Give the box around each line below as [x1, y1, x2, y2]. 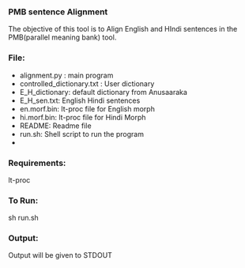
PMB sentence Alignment [8, 6, 108, 17]
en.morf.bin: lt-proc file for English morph [19, 104, 156, 113]
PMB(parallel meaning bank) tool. [8, 32, 117, 42]
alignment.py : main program [19, 70, 114, 80]
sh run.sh [8, 213, 40, 223]
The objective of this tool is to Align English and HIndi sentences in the [8, 25, 238, 34]
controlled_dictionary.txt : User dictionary [19, 78, 155, 89]
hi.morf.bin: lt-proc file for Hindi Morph [19, 112, 146, 122]
